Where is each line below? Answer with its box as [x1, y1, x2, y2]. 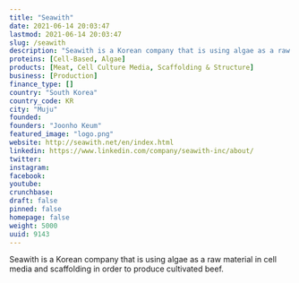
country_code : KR [9, 96, 74, 106]
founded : [9, 113, 42, 122]
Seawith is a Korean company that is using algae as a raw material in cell [9, 254, 278, 265]
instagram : [9, 163, 50, 172]
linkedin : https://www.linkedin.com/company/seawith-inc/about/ [9, 146, 254, 155]
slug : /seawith [9, 38, 66, 47]
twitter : [9, 154, 42, 164]
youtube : [9, 180, 42, 189]
